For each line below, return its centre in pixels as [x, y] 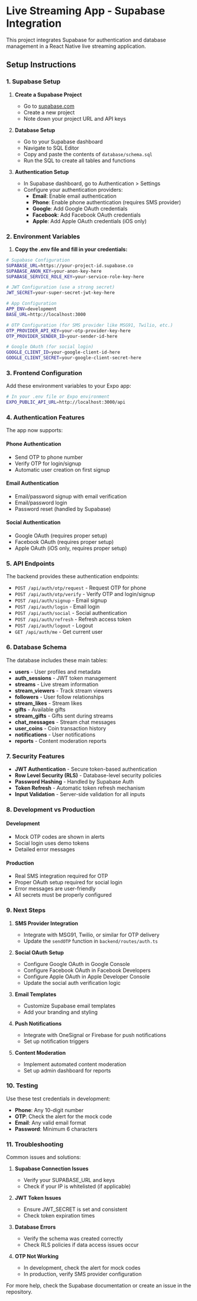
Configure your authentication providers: [73, 189]
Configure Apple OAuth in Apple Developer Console [86, 976]
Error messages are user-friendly [55, 888]
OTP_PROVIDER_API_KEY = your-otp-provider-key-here [69, 331]
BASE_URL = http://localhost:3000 [46, 314]
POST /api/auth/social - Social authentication [71, 613]
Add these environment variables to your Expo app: [69, 386]
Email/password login [41, 503]
